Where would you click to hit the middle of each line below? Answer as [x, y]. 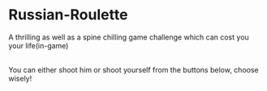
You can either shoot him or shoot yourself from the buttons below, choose [133, 69]
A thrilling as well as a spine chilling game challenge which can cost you [129, 37]
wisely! [20, 78]
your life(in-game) [39, 45]
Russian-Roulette [68, 15]
